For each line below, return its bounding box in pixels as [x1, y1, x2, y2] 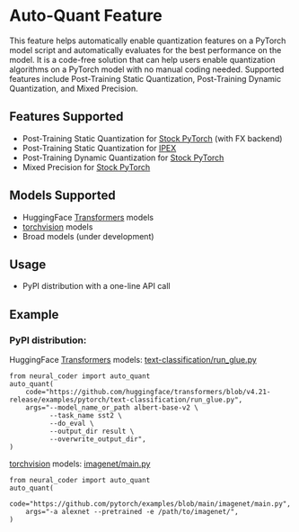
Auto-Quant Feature [9, 5, 163, 26]
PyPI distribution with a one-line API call [22, 281, 171, 292]
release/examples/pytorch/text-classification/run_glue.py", [9, 395, 243, 405]
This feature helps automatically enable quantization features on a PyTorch [9, 35, 286, 46]
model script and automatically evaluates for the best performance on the [9, 44, 282, 55]
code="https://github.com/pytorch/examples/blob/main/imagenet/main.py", [9, 500, 292, 509]
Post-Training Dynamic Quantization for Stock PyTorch [22, 152, 224, 163]
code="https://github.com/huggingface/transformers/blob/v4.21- [25, 388, 271, 397]
